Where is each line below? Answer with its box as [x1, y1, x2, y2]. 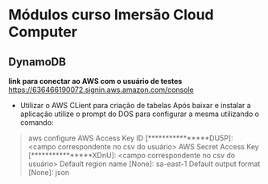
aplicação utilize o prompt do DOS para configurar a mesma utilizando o [19, 109, 260, 119]
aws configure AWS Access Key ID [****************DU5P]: [27, 133, 233, 143]
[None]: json [27, 168, 70, 177]
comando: [19, 118, 54, 127]
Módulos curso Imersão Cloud [8, 6, 214, 24]
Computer [8, 23, 78, 41]
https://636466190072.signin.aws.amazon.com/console [8, 85, 195, 94]
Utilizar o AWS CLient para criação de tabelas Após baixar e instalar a [19, 101, 251, 110]
